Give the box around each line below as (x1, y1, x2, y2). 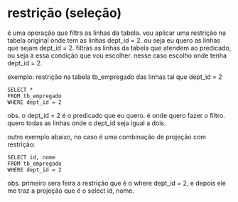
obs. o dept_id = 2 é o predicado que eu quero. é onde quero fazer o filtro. (7, 111, 225, 119)
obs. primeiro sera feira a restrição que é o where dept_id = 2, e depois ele (7, 179, 226, 187)
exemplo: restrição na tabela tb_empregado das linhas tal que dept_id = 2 (7, 73, 222, 81)
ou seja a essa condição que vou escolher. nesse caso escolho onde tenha (7, 51, 227, 60)
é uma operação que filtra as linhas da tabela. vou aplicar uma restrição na (7, 28, 226, 37)
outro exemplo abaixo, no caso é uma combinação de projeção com (7, 132, 207, 141)
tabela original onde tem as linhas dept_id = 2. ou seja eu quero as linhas (7, 36, 221, 44)
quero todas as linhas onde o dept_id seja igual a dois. (7, 119, 166, 127)
